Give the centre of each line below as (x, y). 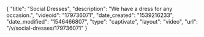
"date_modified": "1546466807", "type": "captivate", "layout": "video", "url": (102, 22)
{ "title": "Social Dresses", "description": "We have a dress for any (89, 9)
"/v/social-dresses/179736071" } (47, 28)
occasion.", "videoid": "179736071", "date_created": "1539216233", (90, 15)
